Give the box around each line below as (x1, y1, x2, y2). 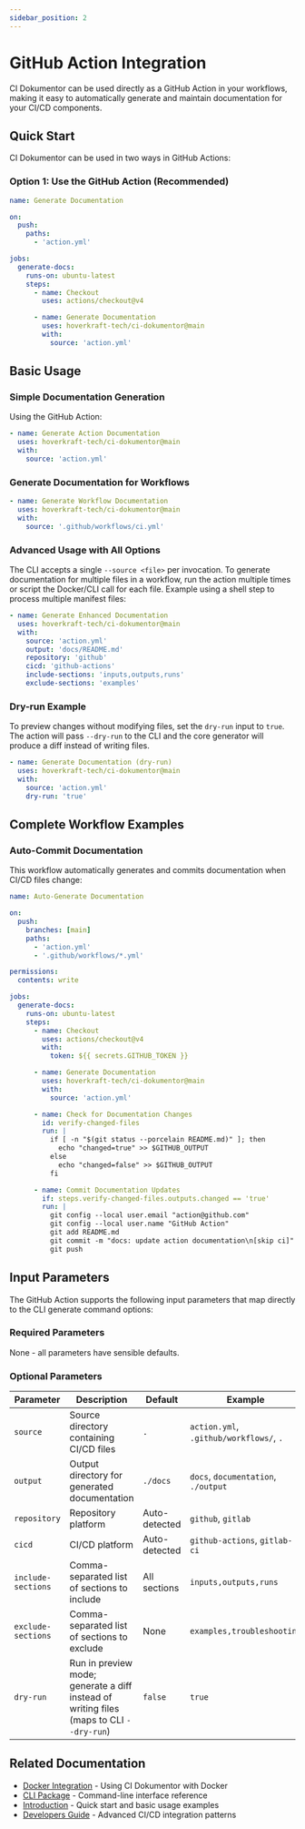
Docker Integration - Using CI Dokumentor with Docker (22, 1780, 229, 1791)
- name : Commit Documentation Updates (33, 1185, 181, 1194)
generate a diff (69, 1680, 133, 1692)
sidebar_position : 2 (9, 13, 88, 23)
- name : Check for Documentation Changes (33, 1110, 193, 1119)
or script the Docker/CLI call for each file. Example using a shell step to (9, 584, 275, 594)
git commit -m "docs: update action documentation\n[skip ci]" (49, 1235, 295, 1245)
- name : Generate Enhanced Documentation (9, 611, 169, 620)
